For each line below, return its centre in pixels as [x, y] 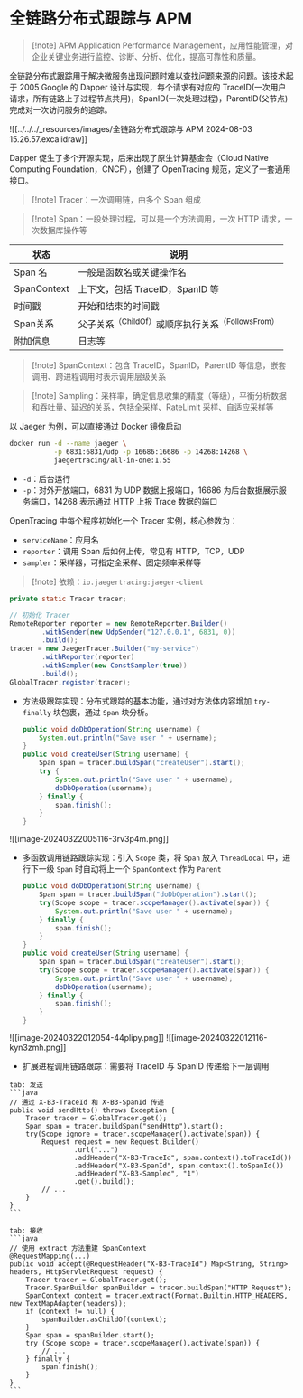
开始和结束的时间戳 [119, 306]
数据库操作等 [63, 230]
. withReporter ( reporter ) [88, 657]
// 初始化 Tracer [40, 615]
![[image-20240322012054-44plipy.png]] [87, 1038]
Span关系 [34, 324]
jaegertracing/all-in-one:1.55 [112, 461]
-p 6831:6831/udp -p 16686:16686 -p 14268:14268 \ [151, 452]
